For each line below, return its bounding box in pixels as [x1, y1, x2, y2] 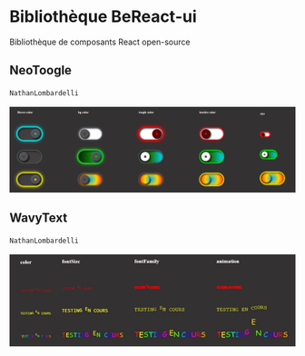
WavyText [9, 211, 68, 226]
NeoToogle [9, 63, 73, 78]
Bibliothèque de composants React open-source [9, 36, 191, 47]
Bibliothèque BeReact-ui [9, 6, 197, 27]
